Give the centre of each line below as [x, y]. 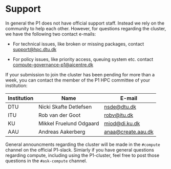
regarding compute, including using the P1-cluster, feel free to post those [82, 155]
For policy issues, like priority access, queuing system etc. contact [83, 59]
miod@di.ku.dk [122, 123]
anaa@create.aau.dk [129, 132]
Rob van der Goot [59, 115]
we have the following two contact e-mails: [51, 34]
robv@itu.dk [119, 115]
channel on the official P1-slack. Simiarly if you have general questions [80, 150]
